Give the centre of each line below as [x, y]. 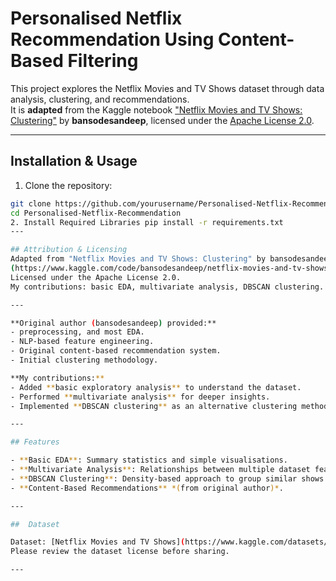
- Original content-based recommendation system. [116, 351]
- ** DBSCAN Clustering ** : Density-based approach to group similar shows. [169, 478]
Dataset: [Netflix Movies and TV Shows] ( [98, 542]
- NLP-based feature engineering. [82, 342]
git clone [31, 203]
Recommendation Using [112, 39]
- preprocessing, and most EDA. [77, 332]
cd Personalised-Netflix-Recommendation [96, 213]
